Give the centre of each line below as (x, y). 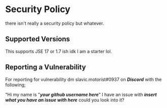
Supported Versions (37, 39)
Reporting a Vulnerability (46, 67)
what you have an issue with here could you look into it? (65, 100)
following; (16, 85)
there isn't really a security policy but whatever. (55, 23)
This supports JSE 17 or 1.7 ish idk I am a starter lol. (59, 51)
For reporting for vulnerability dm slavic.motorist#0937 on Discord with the (83, 79)
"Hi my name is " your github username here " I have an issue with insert (81, 94)
